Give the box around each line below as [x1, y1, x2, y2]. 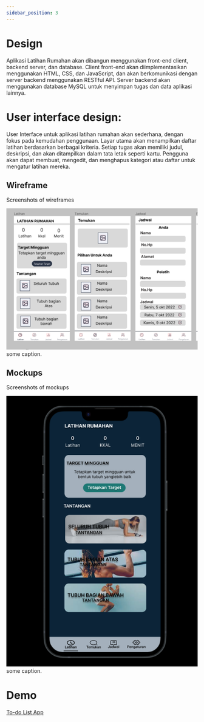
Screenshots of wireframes [6, 196, 75, 203]
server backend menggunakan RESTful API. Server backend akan [6, 76, 171, 83]
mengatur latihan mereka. [6, 163, 70, 170]
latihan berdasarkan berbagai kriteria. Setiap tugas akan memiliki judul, [6, 143, 184, 151]
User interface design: [6, 110, 122, 124]
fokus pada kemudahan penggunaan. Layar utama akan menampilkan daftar [6, 137, 197, 144]
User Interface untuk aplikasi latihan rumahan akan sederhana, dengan [6, 131, 183, 138]
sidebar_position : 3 [6, 10, 59, 16]
